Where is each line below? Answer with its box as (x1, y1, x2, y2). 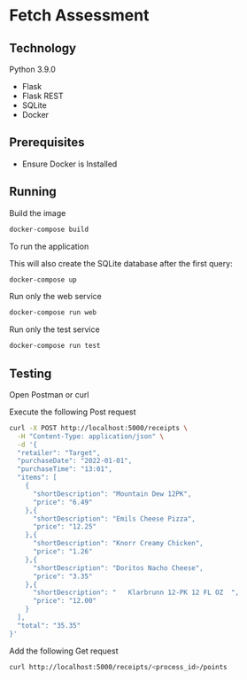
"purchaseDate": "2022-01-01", (17, 457, 133, 466)
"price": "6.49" (32, 498, 93, 506)
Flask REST (21, 90, 64, 101)
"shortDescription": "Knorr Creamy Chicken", (32, 539, 204, 548)
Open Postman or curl (9, 389, 89, 399)
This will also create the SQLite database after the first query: (9, 258, 233, 268)
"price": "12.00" (32, 597, 97, 606)
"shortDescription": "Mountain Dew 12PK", (32, 489, 192, 498)
